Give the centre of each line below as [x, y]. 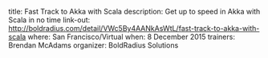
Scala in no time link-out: [49, 20]
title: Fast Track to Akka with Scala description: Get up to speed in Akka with [134, 12]
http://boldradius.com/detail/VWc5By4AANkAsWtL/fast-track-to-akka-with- [134, 28]
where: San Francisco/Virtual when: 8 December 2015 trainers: [131, 37]
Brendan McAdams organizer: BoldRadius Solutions [93, 45]
